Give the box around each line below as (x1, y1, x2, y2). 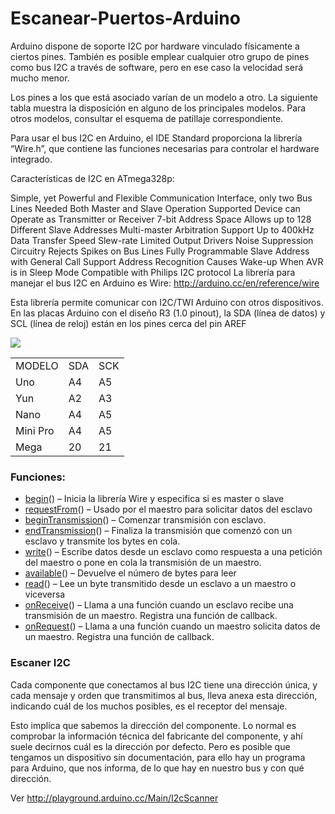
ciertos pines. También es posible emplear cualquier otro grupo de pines (10, 50, 310, 62)
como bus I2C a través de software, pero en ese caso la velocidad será (10, 61, 304, 73)
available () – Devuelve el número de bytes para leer (24, 567, 237, 579)
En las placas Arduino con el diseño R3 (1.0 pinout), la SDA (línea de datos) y (10, 307, 326, 319)
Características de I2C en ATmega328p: (10, 172, 175, 184)
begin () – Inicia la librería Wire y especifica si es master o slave (24, 493, 285, 505)
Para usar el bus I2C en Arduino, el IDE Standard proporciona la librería (10, 132, 303, 144)
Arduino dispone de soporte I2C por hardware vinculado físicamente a (10, 40, 300, 52)
